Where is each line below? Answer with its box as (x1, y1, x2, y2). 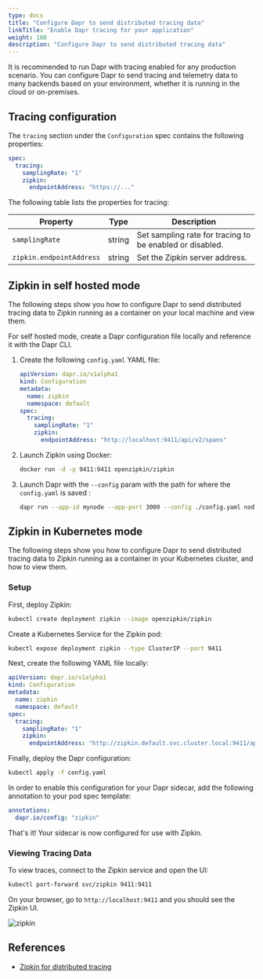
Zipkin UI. (8, 904, 39, 913)
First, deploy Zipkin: (8, 600, 72, 609)
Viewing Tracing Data (8, 847, 92, 858)
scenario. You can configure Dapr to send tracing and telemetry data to (8, 71, 238, 80)
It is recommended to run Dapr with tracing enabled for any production (8, 62, 236, 71)
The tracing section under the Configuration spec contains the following (8, 130, 244, 140)
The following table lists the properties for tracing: (8, 198, 170, 207)
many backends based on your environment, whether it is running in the (8, 79, 240, 89)
